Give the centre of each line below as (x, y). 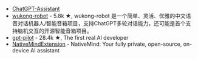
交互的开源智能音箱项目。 (60, 31)
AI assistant (45, 50)
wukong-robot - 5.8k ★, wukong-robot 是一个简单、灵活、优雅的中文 (99, 16)
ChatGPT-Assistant (36, 9)
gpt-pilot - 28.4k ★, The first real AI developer (70, 38)
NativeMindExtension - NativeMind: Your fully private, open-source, (97, 44)
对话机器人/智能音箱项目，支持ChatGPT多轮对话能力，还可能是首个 (102, 23)
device (20, 50)
